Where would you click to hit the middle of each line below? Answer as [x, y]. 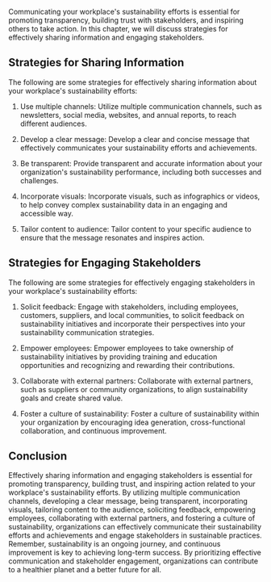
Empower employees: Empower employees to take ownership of [127, 348]
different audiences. [53, 124]
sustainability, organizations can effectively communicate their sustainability [135, 527]
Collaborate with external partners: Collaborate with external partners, [137, 381]
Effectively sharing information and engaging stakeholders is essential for [130, 475]
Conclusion [38, 456]
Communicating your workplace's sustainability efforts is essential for [124, 12]
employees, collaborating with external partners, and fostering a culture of [132, 518]
